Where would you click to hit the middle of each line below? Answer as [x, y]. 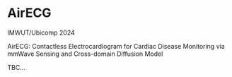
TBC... [17, 67]
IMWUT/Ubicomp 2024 [41, 32]
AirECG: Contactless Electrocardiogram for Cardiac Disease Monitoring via [116, 46]
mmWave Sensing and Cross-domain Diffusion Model [85, 54]
